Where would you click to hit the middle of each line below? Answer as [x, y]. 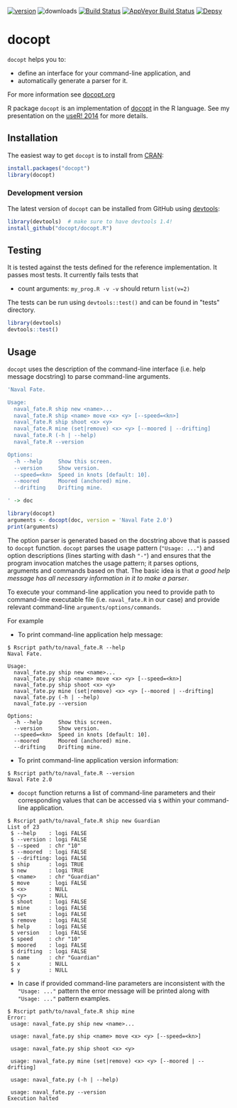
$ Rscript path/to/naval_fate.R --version [71, 773]
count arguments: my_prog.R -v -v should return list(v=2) [104, 289]
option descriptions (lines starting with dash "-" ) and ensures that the [109, 555]
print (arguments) [33, 527]
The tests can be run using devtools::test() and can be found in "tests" [114, 303]
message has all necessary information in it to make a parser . [98, 578]
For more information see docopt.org [61, 94]
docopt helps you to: [37, 59]
